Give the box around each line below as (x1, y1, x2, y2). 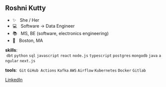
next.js (19, 58, 36, 63)
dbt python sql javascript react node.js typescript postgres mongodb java (6, 53, 158, 58)
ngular (5, 58, 19, 63)
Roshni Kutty (5, 4, 46, 12)
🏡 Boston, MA (12, 37, 43, 43)
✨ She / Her (12, 17, 40, 23)
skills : (5, 47, 18, 53)
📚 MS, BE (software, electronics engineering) (12, 30, 109, 36)
